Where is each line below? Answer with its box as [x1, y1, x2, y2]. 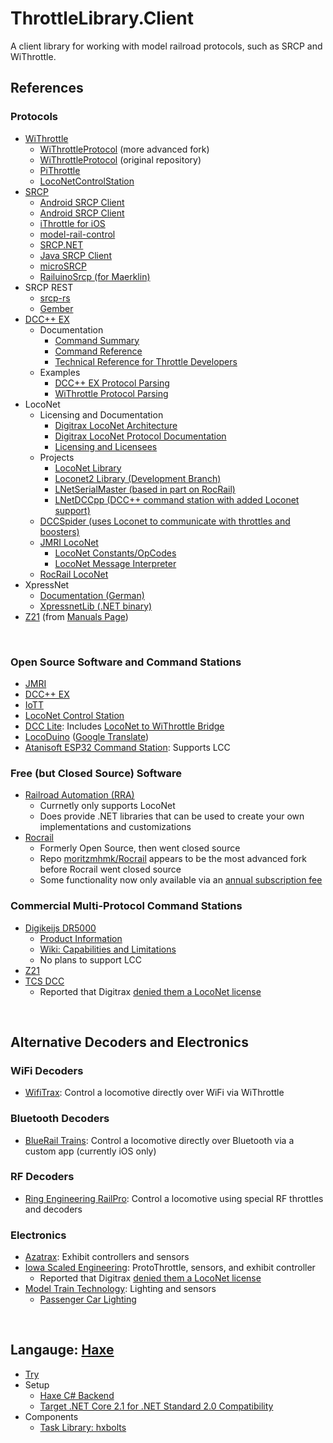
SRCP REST [24, 281, 74, 293]
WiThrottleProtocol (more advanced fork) [39, 143, 210, 155]
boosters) [39, 525, 80, 537]
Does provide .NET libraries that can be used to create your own [39, 810, 305, 822]
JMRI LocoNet [39, 536, 99, 548]
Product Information [39, 932, 123, 944]
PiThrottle [39, 164, 81, 176]
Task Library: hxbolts [39, 1421, 127, 1433]
